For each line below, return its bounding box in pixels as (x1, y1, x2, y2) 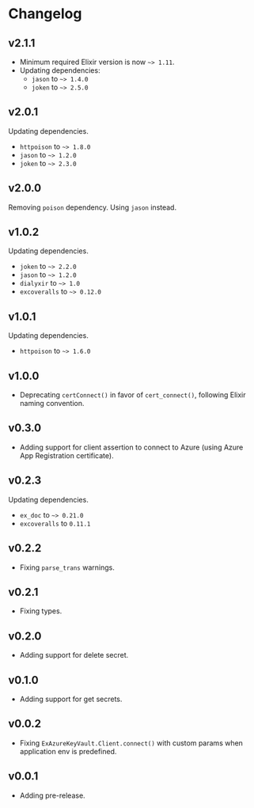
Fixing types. (19, 606, 63, 616)
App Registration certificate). (19, 450, 114, 460)
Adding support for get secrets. (19, 694, 123, 704)
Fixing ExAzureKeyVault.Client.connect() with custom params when (19, 738, 244, 748)
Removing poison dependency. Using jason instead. (8, 203, 176, 212)
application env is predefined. (19, 746, 117, 756)
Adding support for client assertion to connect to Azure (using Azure (19, 442, 244, 452)
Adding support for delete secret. (19, 651, 129, 660)
